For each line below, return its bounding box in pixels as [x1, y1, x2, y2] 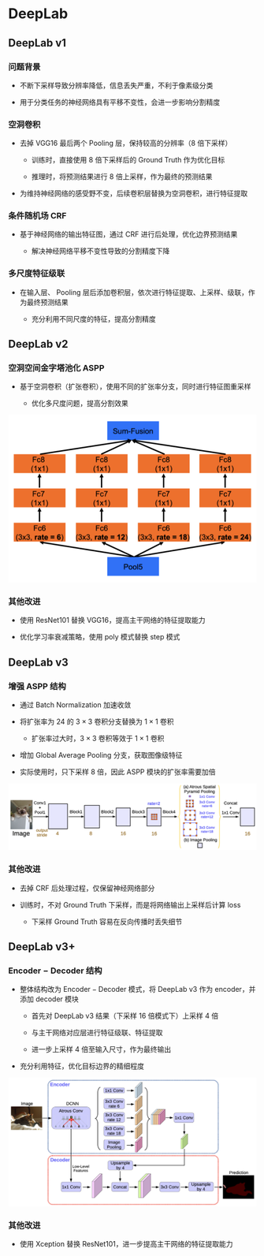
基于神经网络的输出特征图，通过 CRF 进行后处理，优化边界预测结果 [19, 229, 238, 239]
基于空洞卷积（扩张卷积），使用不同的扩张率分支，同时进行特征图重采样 [19, 382, 251, 391]
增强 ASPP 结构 [8, 680, 67, 691]
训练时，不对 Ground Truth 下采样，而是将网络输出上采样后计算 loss [19, 900, 241, 909]
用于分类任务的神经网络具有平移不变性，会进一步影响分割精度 [19, 97, 221, 106]
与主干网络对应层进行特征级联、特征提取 [31, 1028, 163, 1038]
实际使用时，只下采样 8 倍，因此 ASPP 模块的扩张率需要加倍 [19, 767, 216, 777]
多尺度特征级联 [8, 268, 65, 279]
